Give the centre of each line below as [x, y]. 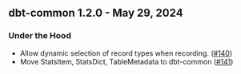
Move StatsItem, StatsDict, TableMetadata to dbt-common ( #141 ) [127, 61]
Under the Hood [40, 36]
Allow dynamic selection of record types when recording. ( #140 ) [126, 53]
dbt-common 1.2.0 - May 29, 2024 [96, 13]
